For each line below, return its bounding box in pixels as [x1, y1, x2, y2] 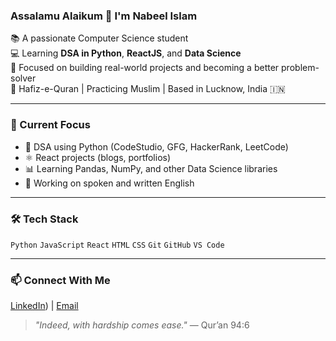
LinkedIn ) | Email [10, 300, 79, 312]
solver [10, 72, 37, 84]
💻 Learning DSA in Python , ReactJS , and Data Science [10, 47, 242, 59]
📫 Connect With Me [10, 273, 111, 287]
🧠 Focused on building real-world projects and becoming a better [10, 62, 280, 74]
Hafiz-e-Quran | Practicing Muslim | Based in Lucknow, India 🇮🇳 [18, 83, 286, 95]
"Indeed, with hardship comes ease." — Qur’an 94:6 [34, 319, 250, 331]
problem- [281, 62, 320, 74]
